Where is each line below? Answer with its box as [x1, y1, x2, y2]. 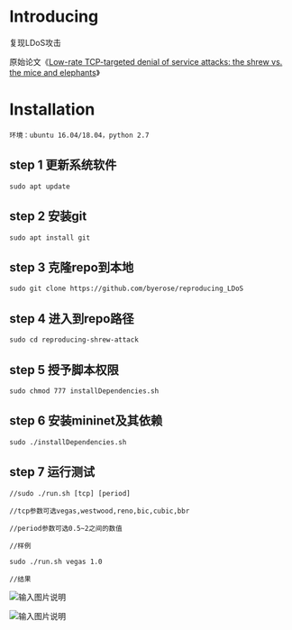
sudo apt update [9, 182, 70, 191]
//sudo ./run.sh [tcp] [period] [9, 488, 131, 498]
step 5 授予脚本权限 [9, 362, 120, 378]
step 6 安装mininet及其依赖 [9, 413, 163, 429]
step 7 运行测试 [9, 464, 96, 479]
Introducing [9, 6, 99, 27]
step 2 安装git [9, 209, 87, 224]
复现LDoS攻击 [9, 37, 61, 48]
